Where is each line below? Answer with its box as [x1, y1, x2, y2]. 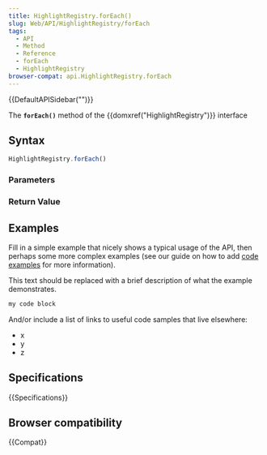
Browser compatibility [8, 416, 123, 430]
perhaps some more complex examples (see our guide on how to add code [8, 251, 259, 260]
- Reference [15, 49, 57, 58]
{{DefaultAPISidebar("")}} [8, 94, 94, 104]
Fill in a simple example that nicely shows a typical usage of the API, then [8, 243, 252, 252]
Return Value [8, 196, 61, 208]
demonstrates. [8, 284, 57, 294]
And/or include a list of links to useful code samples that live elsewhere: [8, 314, 248, 324]
